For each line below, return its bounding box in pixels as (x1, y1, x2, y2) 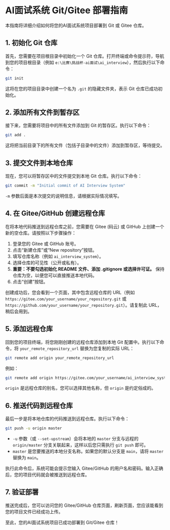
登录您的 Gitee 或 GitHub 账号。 (12, 240, 79, 247)
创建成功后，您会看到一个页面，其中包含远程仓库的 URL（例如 (5, 289, 135, 295)
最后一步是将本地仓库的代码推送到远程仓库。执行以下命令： (5, 416, 130, 422)
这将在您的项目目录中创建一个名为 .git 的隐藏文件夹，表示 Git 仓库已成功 (5, 86, 158, 92)
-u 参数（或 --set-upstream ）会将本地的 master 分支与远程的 (12, 436, 139, 442)
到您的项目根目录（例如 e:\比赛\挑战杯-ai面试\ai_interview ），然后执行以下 (5, 59, 160, 65)
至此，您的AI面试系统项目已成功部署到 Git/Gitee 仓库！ (5, 519, 119, 525)
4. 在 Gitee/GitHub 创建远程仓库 (5, 209, 105, 218)
